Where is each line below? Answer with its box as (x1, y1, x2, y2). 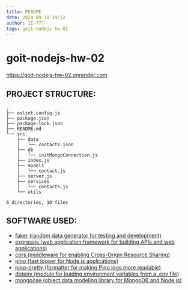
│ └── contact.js (17, 168, 66, 174)
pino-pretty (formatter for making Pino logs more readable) (14, 264, 161, 271)
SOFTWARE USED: (6, 216, 77, 226)
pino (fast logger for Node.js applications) (14, 257, 119, 265)
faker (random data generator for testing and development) (14, 232, 162, 239)
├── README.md (6, 126, 42, 132)
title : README (6, 8, 42, 15)
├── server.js (17, 173, 52, 179)
